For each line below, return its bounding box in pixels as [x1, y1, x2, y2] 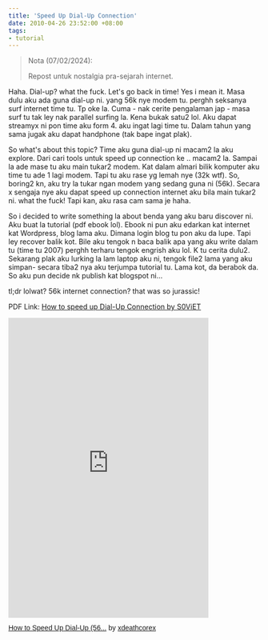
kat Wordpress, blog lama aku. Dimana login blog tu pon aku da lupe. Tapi [8, 229, 251, 238]
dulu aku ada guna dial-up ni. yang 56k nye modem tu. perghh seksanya [8, 95, 246, 105]
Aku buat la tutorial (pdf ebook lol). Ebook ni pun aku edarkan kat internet [8, 220, 250, 230]
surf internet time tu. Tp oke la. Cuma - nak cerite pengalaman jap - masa [8, 104, 250, 114]
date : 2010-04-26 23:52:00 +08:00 [8, 19, 124, 27]
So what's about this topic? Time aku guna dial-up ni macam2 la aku [8, 145, 234, 154]
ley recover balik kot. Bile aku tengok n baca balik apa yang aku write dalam [8, 237, 258, 246]
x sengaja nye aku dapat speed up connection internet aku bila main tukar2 [8, 187, 256, 197]
